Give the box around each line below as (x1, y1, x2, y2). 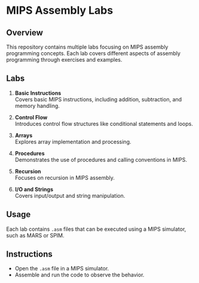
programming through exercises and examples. (6, 56, 123, 63)
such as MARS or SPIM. (6, 231, 65, 239)
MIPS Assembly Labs (6, 4, 114, 17)
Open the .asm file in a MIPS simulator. (14, 265, 109, 272)
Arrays (14, 131, 33, 139)
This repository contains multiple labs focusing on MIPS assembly (6, 43, 169, 50)
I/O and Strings (14, 185, 54, 192)
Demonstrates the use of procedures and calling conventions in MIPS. (14, 156, 187, 163)
